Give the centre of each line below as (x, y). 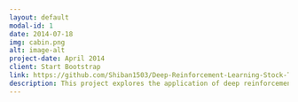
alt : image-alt (37, 51)
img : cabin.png (37, 42)
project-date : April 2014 (57, 59)
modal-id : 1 (31, 26)
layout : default (39, 17)
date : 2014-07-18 (41, 34)
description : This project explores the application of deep (125, 83)
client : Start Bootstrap (55, 67)
